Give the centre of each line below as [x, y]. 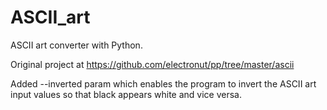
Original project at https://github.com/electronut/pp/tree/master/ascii [152, 64]
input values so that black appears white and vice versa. [126, 94]
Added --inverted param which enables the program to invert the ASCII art [163, 83]
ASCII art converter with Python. [76, 45]
